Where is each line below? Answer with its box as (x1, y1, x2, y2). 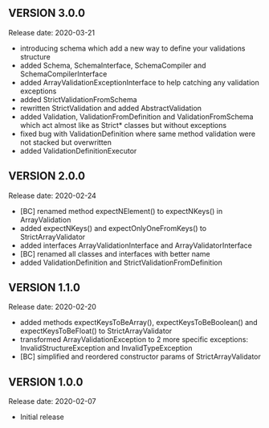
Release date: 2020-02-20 (8, 302, 96, 312)
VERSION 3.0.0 (8, 6, 86, 20)
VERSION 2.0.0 (8, 169, 86, 183)
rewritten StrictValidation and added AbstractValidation (19, 103, 202, 113)
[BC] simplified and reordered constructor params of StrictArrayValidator (19, 352, 261, 361)
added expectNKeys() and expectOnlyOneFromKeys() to (19, 223, 207, 233)
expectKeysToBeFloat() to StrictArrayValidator (19, 326, 173, 336)
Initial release (19, 412, 64, 422)
